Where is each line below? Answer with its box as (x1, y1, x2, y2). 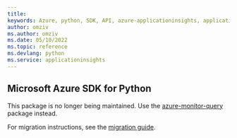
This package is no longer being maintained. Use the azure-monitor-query (7, 101, 224, 110)
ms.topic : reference (7, 43, 68, 50)
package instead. (7, 109, 58, 117)
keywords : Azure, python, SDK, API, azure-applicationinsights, (7, 17, 200, 24)
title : (7, 10, 27, 18)
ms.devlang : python (7, 50, 65, 57)
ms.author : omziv (7, 30, 59, 38)
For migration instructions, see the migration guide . (7, 122, 157, 131)
